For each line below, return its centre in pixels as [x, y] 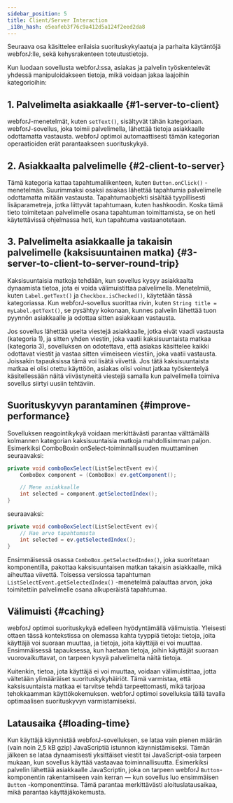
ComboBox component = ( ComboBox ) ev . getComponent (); [98, 475]
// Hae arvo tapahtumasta [58, 533]
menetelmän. [26, 190]
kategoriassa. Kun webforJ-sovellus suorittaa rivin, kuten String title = [112, 302]
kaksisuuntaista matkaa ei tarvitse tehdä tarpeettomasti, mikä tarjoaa [106, 686]
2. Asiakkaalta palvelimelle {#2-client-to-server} [116, 166]
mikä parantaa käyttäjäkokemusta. [57, 792]
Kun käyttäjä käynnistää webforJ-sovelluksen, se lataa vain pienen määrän [115, 740]
